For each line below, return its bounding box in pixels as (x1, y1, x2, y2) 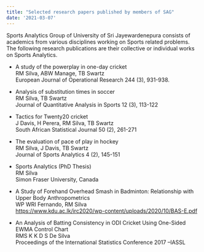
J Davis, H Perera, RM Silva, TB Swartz (15, 119, 114, 126)
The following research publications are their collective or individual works (6, 44, 195, 52)
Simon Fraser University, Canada (15, 175, 99, 183)
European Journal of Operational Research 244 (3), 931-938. (15, 76, 170, 83)
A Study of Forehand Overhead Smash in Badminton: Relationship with (15, 188, 194, 195)
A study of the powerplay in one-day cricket (15, 63, 127, 71)
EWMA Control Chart (15, 225, 69, 233)
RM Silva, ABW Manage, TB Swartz (15, 69, 105, 77)
